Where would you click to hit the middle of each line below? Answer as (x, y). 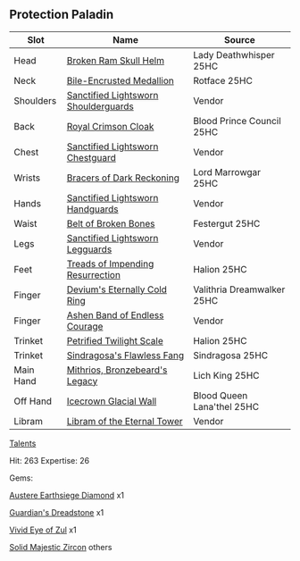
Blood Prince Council (237, 121)
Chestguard (91, 157)
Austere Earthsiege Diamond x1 (67, 495)
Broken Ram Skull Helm (116, 60)
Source (240, 39)
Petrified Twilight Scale (115, 340)
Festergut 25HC (227, 223)
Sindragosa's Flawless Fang (125, 355)
